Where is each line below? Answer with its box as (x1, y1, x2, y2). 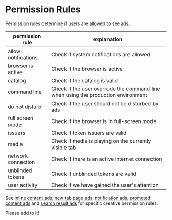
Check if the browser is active (51, 65, 123, 72)
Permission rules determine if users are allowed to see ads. (5, 20, 131, 27)
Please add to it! (5, 210, 39, 216)
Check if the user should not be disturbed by (51, 100, 159, 107)
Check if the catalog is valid (51, 77, 118, 84)
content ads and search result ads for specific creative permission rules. (5, 200, 158, 206)
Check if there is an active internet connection (51, 155, 162, 162)
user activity (8, 181, 38, 188)
